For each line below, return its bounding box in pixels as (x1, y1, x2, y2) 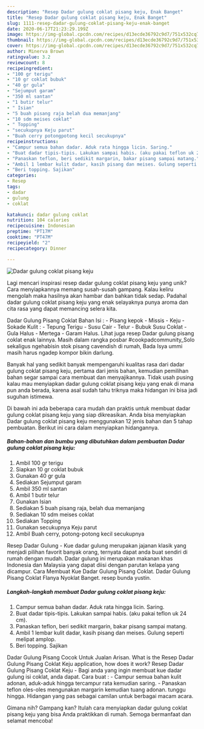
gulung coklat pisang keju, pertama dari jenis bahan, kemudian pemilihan (7, 367, 189, 374)
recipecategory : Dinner (7, 245, 67, 252)
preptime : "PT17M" (7, 229, 53, 235)
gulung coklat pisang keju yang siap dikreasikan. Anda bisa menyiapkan (7, 411, 186, 418)
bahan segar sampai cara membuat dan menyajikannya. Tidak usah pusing (7, 374, 194, 381)
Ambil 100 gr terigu (15, 459, 64, 467)
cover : (7, 43, 24, 49)
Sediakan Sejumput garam (15, 479, 82, 486)
